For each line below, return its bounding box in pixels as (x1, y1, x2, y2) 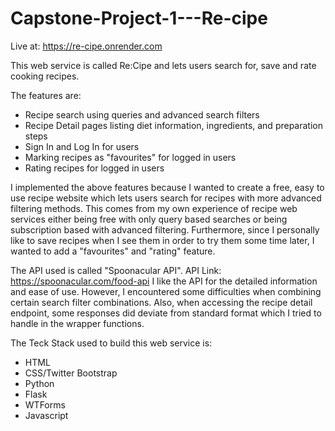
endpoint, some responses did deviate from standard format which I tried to (10, 307, 322, 319)
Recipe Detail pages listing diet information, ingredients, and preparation (24, 119, 323, 131)
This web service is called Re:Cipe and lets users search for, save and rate (10, 59, 317, 71)
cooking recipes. (10, 70, 80, 82)
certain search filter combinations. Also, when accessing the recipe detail (10, 296, 313, 308)
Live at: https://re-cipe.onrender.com (10, 40, 163, 52)
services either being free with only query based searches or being (10, 213, 288, 225)
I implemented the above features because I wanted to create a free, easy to (10, 181, 325, 193)
